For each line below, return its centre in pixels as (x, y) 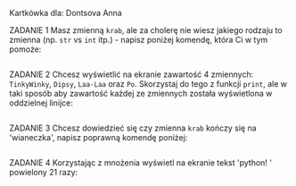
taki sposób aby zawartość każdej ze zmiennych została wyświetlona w (141, 93)
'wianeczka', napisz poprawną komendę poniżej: (99, 137)
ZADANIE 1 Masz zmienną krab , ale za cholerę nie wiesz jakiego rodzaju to (146, 30)
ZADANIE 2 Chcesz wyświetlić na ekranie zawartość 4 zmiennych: (132, 74)
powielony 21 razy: (44, 172)
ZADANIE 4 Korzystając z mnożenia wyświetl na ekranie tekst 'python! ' (141, 163)
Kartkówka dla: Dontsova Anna (66, 13)
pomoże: (25, 49)
